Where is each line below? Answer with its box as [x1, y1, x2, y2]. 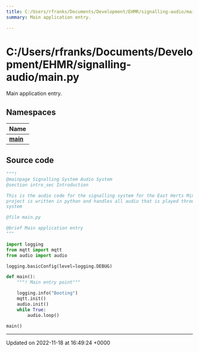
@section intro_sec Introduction [6, 182, 89, 188]
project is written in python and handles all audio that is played [6, 198, 179, 204]
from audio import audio [6, 252, 68, 259]
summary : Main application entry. [6, 14, 92, 20]
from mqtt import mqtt [6, 247, 62, 253]
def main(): [6, 274, 36, 280]
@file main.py [6, 215, 41, 221]
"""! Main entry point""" [17, 279, 81, 285]
